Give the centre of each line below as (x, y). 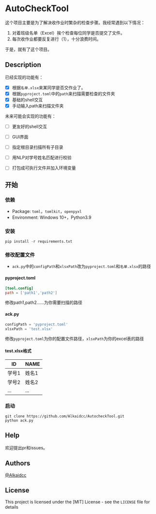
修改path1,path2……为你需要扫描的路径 (44, 302)
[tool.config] (19, 288)
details (12, 507)
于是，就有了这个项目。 (28, 49)
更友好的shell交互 (30, 126)
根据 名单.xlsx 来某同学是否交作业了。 (49, 88)
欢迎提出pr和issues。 (26, 447)
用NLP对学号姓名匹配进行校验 (42, 158)
